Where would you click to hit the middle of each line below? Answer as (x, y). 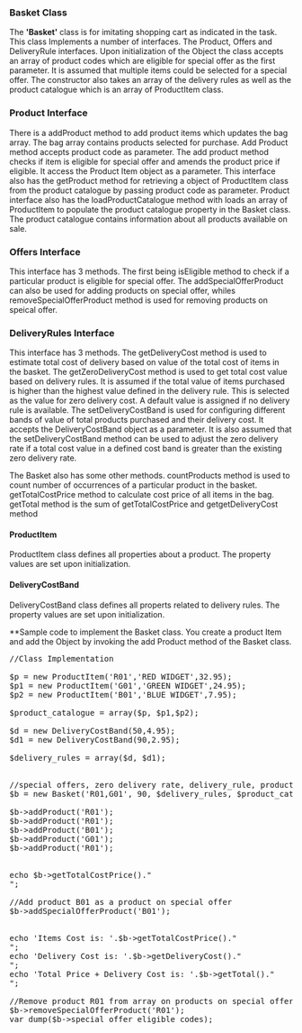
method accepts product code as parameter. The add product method (139, 151)
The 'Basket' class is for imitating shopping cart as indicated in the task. (143, 32)
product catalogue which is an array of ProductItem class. (116, 90)
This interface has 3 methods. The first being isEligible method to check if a (149, 271)
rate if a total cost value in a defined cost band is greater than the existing (146, 449)
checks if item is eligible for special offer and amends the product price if (145, 161)
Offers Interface (45, 251)
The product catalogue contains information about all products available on (148, 219)
